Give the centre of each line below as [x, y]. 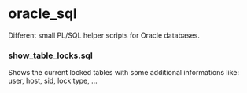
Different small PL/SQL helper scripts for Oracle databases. [104, 35]
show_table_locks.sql [50, 55]
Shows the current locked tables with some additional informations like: [124, 73]
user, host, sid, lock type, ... [53, 81]
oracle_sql [42, 14]
